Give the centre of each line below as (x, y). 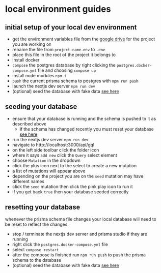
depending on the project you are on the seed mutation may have (78, 176)
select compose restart (35, 249)
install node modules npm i (39, 76)
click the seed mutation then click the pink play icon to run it (72, 186)
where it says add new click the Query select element (65, 155)
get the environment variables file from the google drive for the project (84, 39)
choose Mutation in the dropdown (46, 160)
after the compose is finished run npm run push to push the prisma (79, 255)
